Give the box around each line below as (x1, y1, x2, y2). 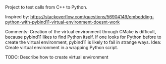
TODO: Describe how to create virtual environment (5, 54, 109, 60)
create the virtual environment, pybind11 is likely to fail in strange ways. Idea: (5, 39, 162, 45)
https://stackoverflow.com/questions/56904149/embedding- (30, 14, 155, 19)
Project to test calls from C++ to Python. (5, 4, 88, 10)
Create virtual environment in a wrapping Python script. (5, 45, 118, 50)
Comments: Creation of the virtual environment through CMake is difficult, (5, 29, 157, 34)
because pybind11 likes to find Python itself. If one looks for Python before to (5, 34, 162, 40)
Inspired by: (5, 14, 30, 19)
